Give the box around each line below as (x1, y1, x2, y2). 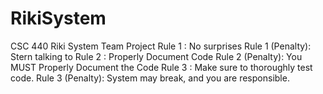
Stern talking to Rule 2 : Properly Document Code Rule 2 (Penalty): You (10, 50, 303, 62)
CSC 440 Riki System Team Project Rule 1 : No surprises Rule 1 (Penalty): (10, 40, 312, 52)
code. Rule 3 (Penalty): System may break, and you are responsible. (10, 72, 290, 84)
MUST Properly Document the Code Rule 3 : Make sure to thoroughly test (10, 61, 313, 73)
